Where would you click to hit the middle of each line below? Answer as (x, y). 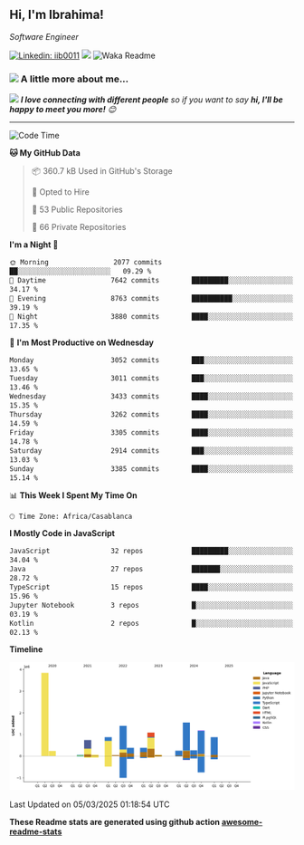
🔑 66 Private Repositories (79, 227)
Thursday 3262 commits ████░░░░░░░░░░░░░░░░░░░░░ (152, 415)
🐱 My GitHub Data (45, 153)
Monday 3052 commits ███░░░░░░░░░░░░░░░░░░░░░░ (152, 360)
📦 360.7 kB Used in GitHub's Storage (102, 171)
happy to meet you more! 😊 (63, 110)
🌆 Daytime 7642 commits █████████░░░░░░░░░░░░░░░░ (152, 281)
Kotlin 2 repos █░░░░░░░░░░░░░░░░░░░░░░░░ (152, 624)
